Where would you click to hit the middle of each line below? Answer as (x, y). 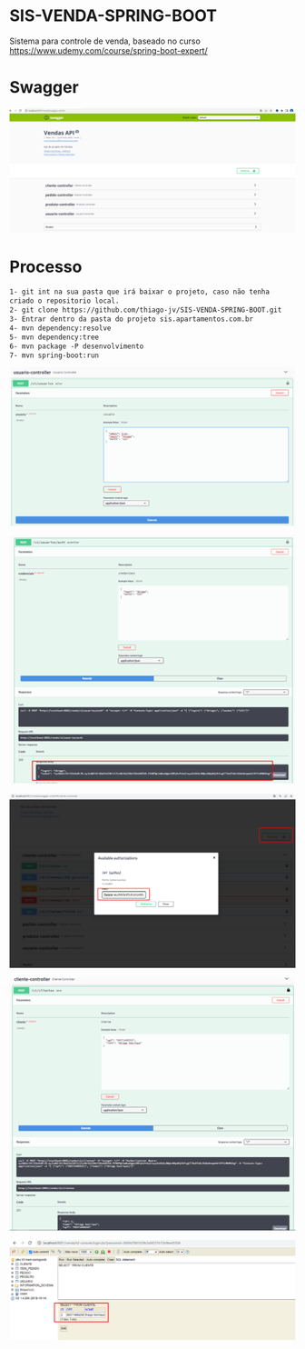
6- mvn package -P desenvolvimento (77, 346)
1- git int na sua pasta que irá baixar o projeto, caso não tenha (140, 292)
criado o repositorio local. (64, 301)
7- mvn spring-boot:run (54, 355)
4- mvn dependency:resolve (60, 328)
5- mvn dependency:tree (54, 337)
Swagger (44, 88)
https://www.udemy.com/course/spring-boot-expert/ (108, 50)
